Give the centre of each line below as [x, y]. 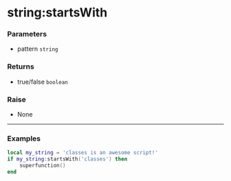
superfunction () [43, 166]
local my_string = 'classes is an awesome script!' [82, 153]
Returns [21, 67]
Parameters [27, 34]
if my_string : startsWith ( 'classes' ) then [67, 159]
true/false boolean [42, 82]
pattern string [37, 49]
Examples [24, 138]
